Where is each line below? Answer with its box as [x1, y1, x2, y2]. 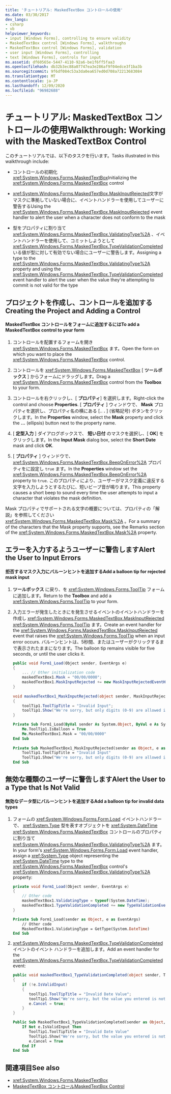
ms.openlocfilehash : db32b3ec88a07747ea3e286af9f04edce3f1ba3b [5, 64, 142, 69]
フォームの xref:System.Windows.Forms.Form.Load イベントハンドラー [12, 816, 162, 822]
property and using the [12, 266, 61, 272]
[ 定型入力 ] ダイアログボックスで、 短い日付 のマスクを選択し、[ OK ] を [12, 431, 164, 437]
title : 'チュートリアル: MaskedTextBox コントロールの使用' [5, 7, 123, 13]
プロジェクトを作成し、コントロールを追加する [5, 298, 153, 307]
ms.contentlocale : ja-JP [5, 78, 58, 83]
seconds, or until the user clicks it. [12, 651, 85, 657]
